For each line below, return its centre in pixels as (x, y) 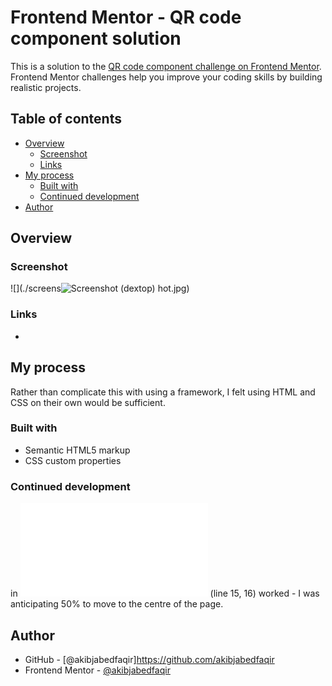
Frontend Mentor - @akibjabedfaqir (97, 670)
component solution (96, 38)
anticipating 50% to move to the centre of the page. (117, 604)
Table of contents (66, 119)
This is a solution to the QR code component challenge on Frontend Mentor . (166, 66)
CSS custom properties (73, 460)
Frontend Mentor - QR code (126, 17)
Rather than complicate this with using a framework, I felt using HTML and (163, 392)
